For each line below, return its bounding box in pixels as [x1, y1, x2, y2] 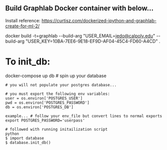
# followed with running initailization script [5, 127, 108, 132]
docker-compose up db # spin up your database [5, 72, 107, 79]
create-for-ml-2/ [5, 23, 40, 29]
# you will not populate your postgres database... [5, 82, 117, 88]
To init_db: [5, 56, 51, 67]
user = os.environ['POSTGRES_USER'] [5, 96, 83, 101]
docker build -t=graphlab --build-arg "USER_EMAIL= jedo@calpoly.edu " [5, 32, 155, 39]
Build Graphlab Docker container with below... [5, 4, 154, 13]
